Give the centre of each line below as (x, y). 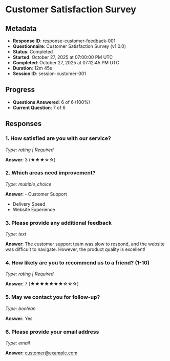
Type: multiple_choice (28, 184)
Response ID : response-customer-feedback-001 (64, 41)
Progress (20, 90)
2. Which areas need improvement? (50, 173)
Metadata (21, 29)
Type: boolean (20, 308)
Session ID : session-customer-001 (49, 74)
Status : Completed (33, 52)
